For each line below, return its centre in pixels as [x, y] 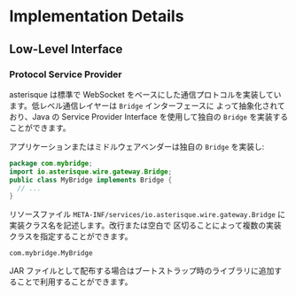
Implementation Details [97, 16]
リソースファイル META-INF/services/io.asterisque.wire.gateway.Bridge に [148, 214]
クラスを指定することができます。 [71, 237]
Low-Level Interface [66, 49]
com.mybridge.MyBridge [51, 253]
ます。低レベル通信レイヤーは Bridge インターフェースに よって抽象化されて [147, 105]
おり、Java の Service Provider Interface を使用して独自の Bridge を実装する [149, 116]
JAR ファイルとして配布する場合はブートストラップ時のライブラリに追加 [142, 271]
